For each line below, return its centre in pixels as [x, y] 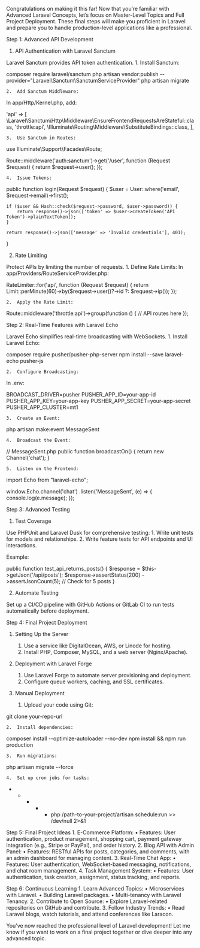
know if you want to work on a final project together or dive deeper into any [99, 932]
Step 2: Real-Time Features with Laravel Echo [62, 325]
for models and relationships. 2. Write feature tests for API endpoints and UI [99, 539]
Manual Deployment [40, 693]
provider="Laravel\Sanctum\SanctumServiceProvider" [73, 81]
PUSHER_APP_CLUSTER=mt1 [42, 407]
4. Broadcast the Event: [38, 440]
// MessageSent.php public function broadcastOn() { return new [85, 451]
